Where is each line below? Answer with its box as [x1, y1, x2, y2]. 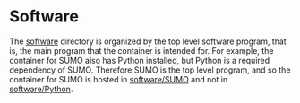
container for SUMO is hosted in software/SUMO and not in [9, 73, 228, 84]
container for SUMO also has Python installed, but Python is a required [9, 55, 270, 65]
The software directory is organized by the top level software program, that [9, 36, 287, 47]
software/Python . [9, 83, 73, 94]
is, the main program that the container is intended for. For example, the [9, 45, 274, 56]
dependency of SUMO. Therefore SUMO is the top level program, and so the [9, 64, 291, 75]
